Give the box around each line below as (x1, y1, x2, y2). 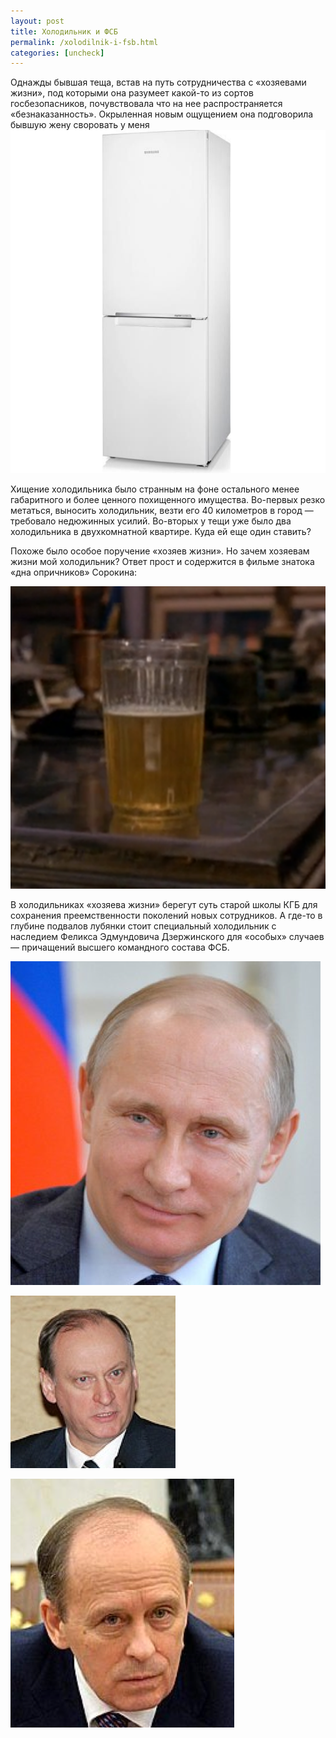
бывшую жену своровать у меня (10, 119, 150, 131)
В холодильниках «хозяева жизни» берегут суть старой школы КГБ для (10, 899, 318, 911)
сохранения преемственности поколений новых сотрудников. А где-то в (10, 910, 323, 922)
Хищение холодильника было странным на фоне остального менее (10, 483, 300, 495)
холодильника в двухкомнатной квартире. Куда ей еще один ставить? (10, 526, 312, 538)
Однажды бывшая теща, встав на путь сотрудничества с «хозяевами (10, 76, 307, 89)
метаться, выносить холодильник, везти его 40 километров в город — (10, 505, 314, 517)
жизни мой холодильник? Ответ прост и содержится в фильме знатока (10, 556, 315, 568)
